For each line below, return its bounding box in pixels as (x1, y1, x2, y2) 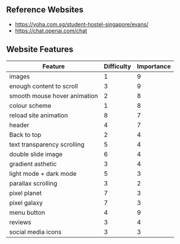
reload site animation (9, 111, 68, 119)
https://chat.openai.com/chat (14, 27, 88, 34)
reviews (9, 218, 32, 226)
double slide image (9, 150, 63, 158)
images (9, 72, 30, 80)
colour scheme (9, 101, 52, 109)
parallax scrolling (9, 179, 58, 187)
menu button (9, 208, 46, 216)
